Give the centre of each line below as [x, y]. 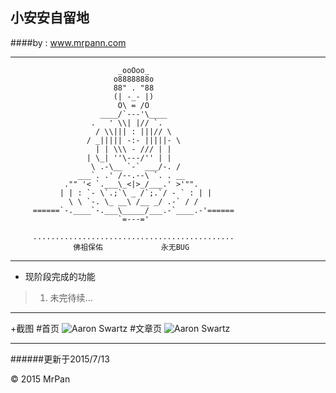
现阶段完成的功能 [60, 276]
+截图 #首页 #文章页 [86, 328]
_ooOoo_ [133, 70]
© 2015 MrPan [40, 379]
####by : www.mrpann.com [68, 42]
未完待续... [71, 297]
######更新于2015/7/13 [60, 359]
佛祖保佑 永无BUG [131, 247]
